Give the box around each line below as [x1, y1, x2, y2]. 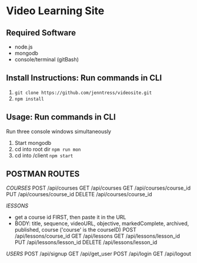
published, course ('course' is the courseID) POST [14, 226, 136, 233]
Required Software [6, 28, 76, 38]
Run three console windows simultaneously [6, 128, 112, 135]
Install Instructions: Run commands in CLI [6, 73, 162, 83]
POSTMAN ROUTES [6, 169, 80, 179]
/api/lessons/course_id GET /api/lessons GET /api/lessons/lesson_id [14, 232, 181, 240]
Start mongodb [14, 139, 52, 146]
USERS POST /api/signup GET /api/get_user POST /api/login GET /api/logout [6, 250, 191, 258]
